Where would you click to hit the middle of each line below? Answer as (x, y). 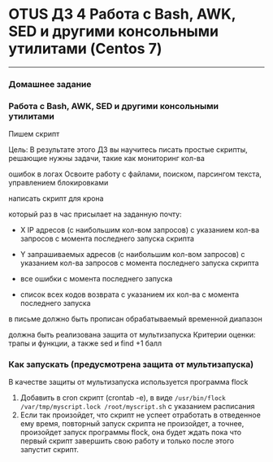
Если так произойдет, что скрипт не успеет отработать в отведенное (141, 415)
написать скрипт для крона (56, 198)
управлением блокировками (58, 183)
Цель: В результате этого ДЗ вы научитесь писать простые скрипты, (128, 150)
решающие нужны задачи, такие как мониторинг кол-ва (107, 159)
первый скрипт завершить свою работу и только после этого (127, 441)
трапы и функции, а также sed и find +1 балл (85, 343)
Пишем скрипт (34, 134)
